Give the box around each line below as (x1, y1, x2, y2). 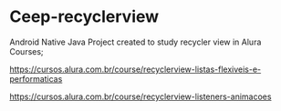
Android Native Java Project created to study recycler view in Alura (9, 36, 262, 47)
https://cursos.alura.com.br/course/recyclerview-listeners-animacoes (9, 91, 272, 102)
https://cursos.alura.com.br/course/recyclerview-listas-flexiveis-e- (9, 64, 262, 75)
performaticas (9, 73, 63, 84)
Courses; (9, 45, 44, 56)
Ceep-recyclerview (9, 6, 160, 27)
